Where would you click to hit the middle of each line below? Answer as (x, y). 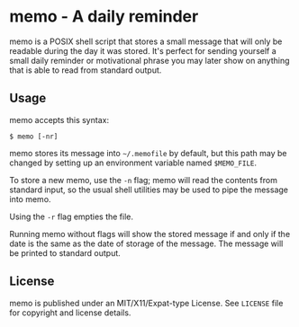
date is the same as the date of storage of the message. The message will (146, 243)
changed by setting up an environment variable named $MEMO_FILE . (133, 163)
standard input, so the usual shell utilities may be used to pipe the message (149, 190)
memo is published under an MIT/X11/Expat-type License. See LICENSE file (146, 303)
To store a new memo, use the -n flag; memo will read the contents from (143, 180)
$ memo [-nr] (34, 137)
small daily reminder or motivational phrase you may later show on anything (149, 60)
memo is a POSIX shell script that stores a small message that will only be (146, 41)
